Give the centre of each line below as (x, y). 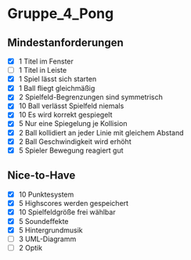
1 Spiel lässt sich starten (58, 79)
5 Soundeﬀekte (43, 221)
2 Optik (31, 247)
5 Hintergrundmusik (50, 230)
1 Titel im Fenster (46, 61)
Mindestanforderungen (66, 43)
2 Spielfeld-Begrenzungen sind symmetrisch (91, 97)
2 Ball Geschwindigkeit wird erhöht (75, 141)
